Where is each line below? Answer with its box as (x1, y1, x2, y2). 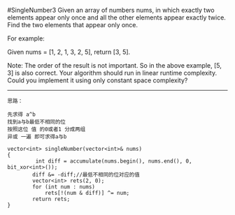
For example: (7, 34, 45, 43)
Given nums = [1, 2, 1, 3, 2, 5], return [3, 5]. (7, 48, 131, 56)
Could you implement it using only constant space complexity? (7, 76, 188, 84)
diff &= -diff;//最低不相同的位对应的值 (32, 171, 140, 178)
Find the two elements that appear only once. (7, 21, 138, 29)
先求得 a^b (7, 111, 36, 118)
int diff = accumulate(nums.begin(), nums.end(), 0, (35, 158, 192, 165)
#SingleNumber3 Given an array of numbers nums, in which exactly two (7, 6, 215, 14)
